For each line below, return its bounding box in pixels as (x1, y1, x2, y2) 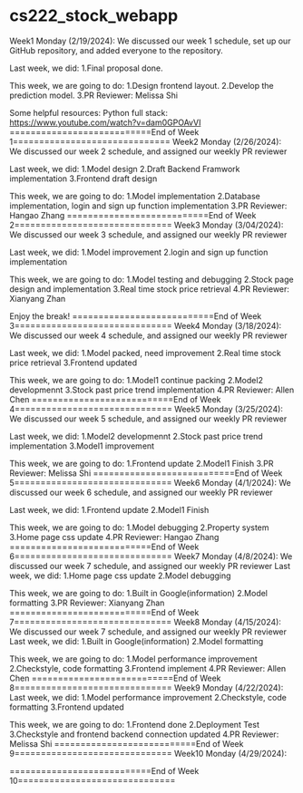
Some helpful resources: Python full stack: (9, 107, 169, 118)
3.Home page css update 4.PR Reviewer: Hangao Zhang (9, 531, 220, 542)
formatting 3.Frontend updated (9, 701, 124, 712)
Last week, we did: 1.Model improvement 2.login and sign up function (9, 247, 269, 257)
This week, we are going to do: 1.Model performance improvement (9, 653, 259, 664)
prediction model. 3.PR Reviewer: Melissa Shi (9, 90, 179, 101)
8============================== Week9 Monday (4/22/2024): (9, 682, 284, 693)
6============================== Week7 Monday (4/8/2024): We (9, 550, 293, 562)
